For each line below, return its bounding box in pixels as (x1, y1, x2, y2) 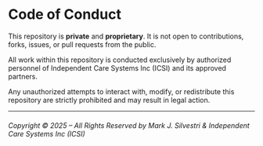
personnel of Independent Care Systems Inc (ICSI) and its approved (8, 63, 227, 72)
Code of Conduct (8, 5, 121, 24)
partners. (8, 71, 38, 81)
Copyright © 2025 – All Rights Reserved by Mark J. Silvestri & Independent (8, 120, 250, 130)
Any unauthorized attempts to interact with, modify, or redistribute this (8, 86, 235, 96)
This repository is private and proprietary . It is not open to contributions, (8, 31, 244, 41)
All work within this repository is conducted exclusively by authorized (8, 55, 232, 64)
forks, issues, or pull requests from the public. (8, 39, 157, 49)
